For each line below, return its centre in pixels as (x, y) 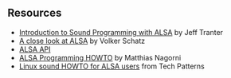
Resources (35, 13)
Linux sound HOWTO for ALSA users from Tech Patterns (112, 66)
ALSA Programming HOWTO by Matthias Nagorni (100, 57)
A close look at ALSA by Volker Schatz (82, 41)
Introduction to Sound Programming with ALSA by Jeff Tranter (121, 32)
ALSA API (35, 49)
